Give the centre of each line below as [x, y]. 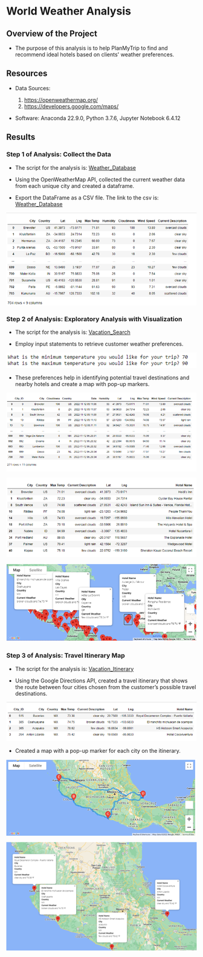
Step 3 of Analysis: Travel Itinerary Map [66, 656]
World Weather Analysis [69, 11]
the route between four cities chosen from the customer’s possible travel [105, 687]
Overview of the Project [52, 34]
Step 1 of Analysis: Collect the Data [59, 155]
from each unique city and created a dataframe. [75, 185]
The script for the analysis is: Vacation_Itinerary [74, 669]
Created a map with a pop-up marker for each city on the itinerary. [98, 750]
